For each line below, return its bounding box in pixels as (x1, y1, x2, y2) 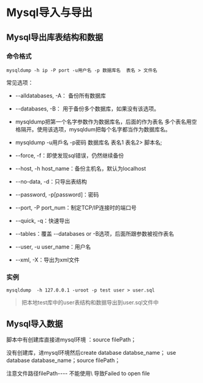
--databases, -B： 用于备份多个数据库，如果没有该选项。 (15, 105, 159, 112)
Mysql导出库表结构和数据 (6, 32, 104, 42)
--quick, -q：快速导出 (15, 217, 71, 224)
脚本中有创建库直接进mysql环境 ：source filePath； (6, 336, 137, 343)
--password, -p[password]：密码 (15, 191, 99, 198)
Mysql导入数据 (6, 319, 63, 329)
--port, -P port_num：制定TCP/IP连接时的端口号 (15, 204, 137, 211)
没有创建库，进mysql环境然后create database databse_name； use (6, 349, 177, 356)
